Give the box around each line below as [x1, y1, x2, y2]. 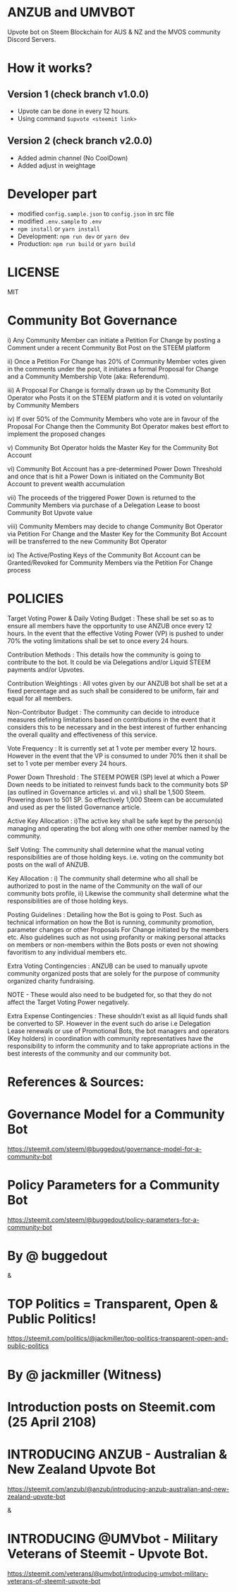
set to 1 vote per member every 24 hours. [7, 758, 128, 768]
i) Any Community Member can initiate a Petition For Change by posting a [7, 335, 221, 344]
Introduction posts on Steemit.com [7, 1399, 216, 1415]
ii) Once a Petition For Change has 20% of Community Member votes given [7, 357, 226, 365]
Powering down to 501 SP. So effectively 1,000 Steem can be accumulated [7, 795, 224, 804]
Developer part [7, 185, 97, 202]
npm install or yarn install [17, 224, 100, 233]
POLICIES [7, 590, 64, 606]
